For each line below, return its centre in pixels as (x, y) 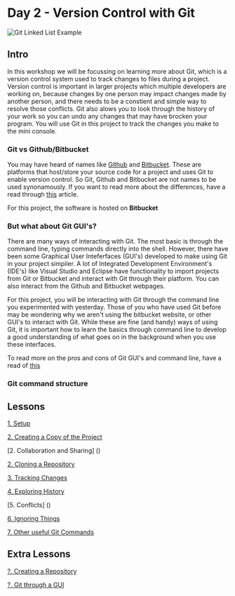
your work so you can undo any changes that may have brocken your (107, 116)
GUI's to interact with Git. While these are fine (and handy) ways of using (113, 322)
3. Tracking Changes (38, 478)
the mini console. (32, 131)
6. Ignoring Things (34, 519)
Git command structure (48, 384)
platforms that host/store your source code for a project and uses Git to (110, 172)
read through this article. (43, 194)
